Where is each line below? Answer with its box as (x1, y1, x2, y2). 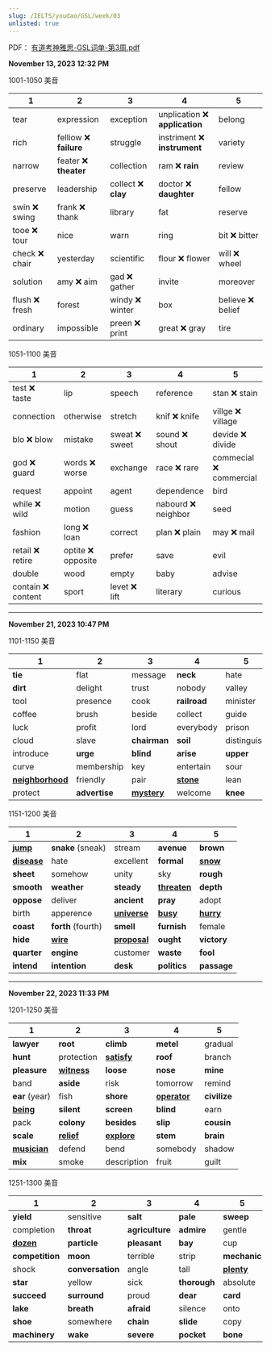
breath (67, 1303, 94, 1314)
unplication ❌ (158, 108, 209, 119)
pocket (178, 1328, 206, 1340)
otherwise (63, 411, 102, 422)
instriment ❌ (158, 131, 206, 143)
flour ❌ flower (158, 252, 211, 264)
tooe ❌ (12, 224, 39, 236)
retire (12, 554, 33, 565)
